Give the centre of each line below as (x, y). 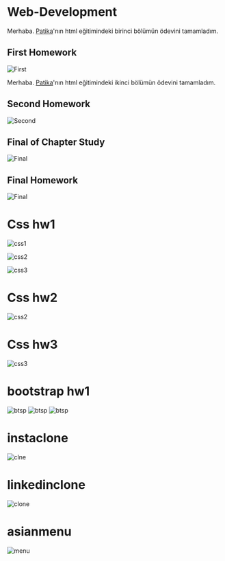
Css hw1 (31, 225)
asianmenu (39, 531)
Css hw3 (32, 345)
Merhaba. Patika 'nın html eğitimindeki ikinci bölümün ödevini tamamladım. (111, 82)
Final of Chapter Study (56, 142)
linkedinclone (46, 485)
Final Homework (43, 180)
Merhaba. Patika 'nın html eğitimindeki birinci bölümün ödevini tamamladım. (113, 31)
